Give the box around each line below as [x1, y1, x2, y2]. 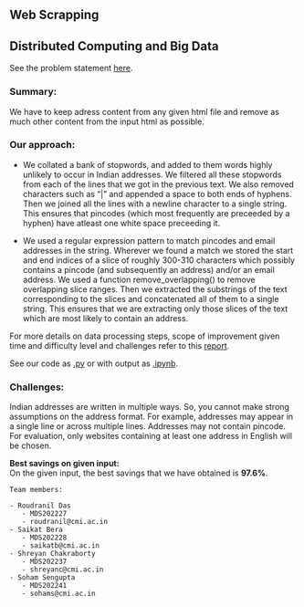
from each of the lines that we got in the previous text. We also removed [22, 178, 295, 190]
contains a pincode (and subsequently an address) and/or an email [22, 264, 276, 275]
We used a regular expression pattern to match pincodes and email [22, 235, 276, 246]
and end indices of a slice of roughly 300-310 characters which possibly [22, 255, 295, 266]
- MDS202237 [21, 557, 68, 567]
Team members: [9, 486, 64, 495]
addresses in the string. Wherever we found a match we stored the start [22, 245, 294, 256]
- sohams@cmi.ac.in [21, 589, 96, 599]
